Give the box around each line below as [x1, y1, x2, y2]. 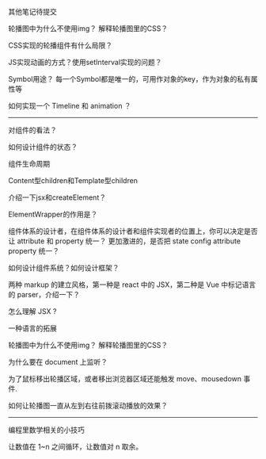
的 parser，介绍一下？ [8, 290, 81, 299]
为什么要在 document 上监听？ [8, 358, 108, 366]
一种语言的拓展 [8, 323, 57, 333]
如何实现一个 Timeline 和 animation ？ [8, 101, 132, 110]
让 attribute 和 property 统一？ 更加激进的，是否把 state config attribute [8, 236, 241, 246]
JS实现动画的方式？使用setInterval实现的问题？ [8, 58, 162, 67]
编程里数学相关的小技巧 [8, 425, 85, 434]
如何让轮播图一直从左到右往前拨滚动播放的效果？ [8, 401, 168, 410]
